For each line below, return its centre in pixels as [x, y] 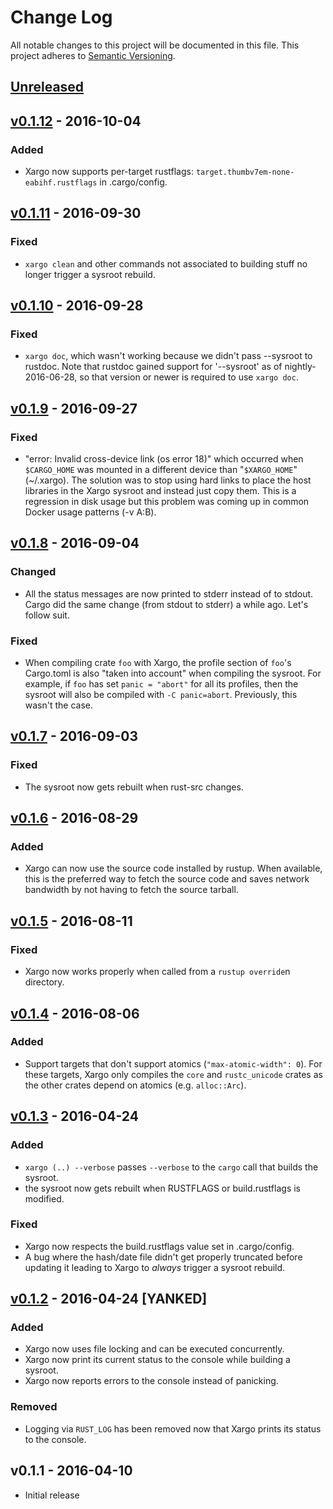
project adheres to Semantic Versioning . [93, 55]
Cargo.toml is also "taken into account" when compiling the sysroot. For [173, 673]
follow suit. [47, 615]
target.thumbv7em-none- [245, 172]
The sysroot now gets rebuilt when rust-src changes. [134, 787]
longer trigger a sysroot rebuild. [90, 274]
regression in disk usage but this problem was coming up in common [167, 502]
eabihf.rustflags [61, 183]
